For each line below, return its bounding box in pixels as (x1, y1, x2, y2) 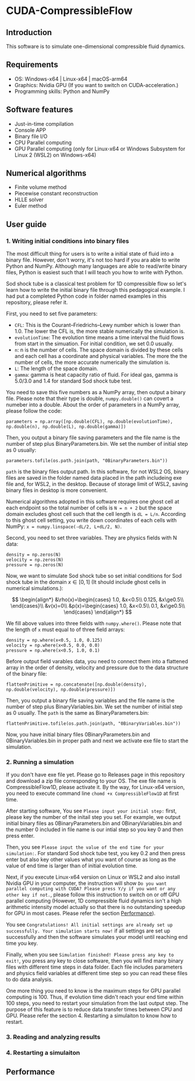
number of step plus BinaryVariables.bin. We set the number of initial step (6, 703, 183, 710)
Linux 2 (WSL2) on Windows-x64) (14, 151, 97, 159)
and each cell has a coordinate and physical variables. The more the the (14, 353, 187, 360)
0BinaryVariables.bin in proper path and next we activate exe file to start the (6, 737, 189, 744)
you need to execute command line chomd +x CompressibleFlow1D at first (6, 790, 179, 797)
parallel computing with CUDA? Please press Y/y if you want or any (6, 886, 176, 892)
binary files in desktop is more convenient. (6, 487, 108, 494)
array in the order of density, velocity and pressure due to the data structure (6, 664, 189, 671)
